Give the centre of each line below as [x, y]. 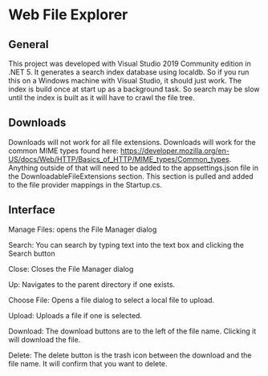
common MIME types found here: [63, 151]
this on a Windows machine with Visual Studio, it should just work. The [125, 81]
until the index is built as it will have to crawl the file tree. [102, 97]
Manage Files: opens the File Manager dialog [83, 229]
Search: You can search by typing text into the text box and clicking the [126, 245]
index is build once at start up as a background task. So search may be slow [134, 89]
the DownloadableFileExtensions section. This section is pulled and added [131, 176]
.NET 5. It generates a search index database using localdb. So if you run [129, 72]
